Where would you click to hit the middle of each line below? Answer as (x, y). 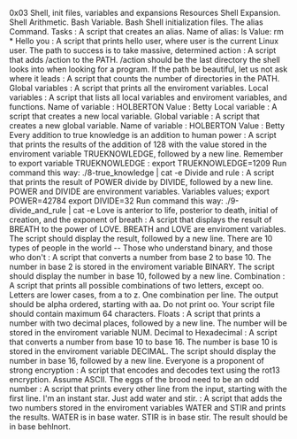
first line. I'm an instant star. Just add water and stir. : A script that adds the (146, 398)
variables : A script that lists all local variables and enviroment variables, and (148, 97)
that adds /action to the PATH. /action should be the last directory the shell (145, 60)
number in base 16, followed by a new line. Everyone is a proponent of (137, 361)
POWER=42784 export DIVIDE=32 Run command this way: (116, 201)
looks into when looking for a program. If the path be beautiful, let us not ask (148, 69)
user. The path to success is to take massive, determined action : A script (143, 50)
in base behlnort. (40, 427)
